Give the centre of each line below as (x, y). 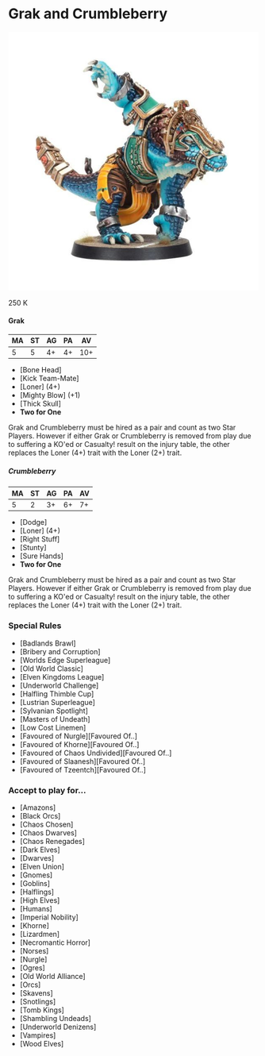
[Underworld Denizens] (58, 1027)
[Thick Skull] (40, 404)
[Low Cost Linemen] (53, 727)
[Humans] (36, 909)
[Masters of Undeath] (55, 719)
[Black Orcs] (40, 816)
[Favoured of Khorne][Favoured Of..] (79, 744)
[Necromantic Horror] (55, 942)
